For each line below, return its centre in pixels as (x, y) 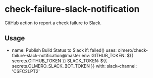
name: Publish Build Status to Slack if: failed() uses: (64, 50)
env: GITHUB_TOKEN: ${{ (107, 55)
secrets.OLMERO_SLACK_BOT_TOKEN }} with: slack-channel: (74, 66)
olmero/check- (133, 50)
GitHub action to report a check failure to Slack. (53, 23)
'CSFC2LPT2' (26, 71)
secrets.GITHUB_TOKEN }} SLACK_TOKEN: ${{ (59, 61)
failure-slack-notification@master (46, 55)
